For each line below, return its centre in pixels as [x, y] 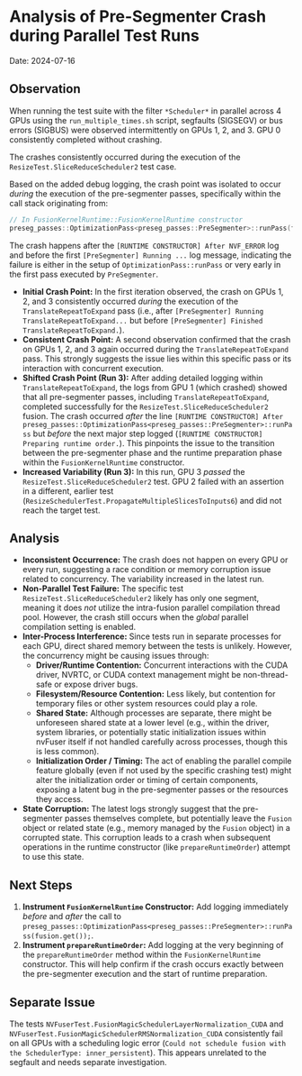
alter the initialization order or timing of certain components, [147, 780]
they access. [59, 799]
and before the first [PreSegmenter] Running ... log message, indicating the [151, 255]
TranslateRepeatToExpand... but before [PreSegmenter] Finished [142, 320]
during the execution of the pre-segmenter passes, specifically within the [145, 193]
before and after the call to [71, 916]
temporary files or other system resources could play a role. [147, 704]
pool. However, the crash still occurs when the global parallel [135, 617]
